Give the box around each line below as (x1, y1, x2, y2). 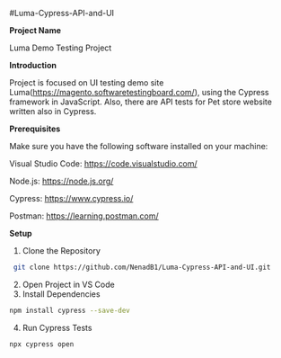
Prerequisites (9, 123, 61, 134)
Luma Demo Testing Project (9, 42, 112, 53)
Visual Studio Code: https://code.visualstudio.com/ (9, 158, 198, 169)
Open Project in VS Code (22, 279, 115, 290)
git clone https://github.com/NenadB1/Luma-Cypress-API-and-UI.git (13, 263, 271, 272)
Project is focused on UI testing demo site (9, 77, 164, 88)
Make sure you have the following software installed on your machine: (9, 141, 268, 151)
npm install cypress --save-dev (9, 306, 130, 315)
